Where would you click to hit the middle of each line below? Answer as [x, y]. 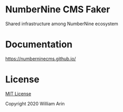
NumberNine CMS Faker [58, 10]
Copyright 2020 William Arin [35, 103]
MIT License [18, 94]
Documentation [39, 44]
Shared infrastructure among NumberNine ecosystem [62, 24]
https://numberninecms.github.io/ [41, 59]
